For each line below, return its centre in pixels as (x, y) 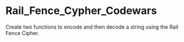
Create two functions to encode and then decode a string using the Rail (92, 27)
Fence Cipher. (22, 33)
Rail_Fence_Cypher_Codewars (81, 11)
